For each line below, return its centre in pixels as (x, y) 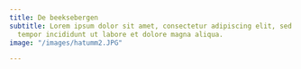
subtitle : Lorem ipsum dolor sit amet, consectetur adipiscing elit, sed (151, 26)
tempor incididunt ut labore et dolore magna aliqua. (120, 34)
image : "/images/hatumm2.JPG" (66, 43)
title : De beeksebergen (54, 17)
